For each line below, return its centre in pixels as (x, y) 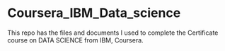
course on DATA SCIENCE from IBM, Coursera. (75, 40)
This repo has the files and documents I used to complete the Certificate (113, 33)
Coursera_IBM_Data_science (94, 13)
